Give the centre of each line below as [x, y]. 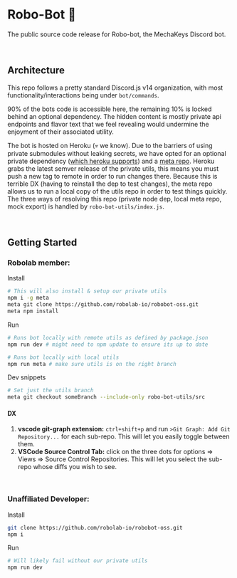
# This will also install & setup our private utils [87, 291]
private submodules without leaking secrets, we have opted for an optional [117, 153]
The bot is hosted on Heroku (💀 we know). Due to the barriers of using [110, 145]
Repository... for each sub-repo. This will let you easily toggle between [123, 436]
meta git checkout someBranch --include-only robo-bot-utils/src [106, 397]
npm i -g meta [28, 298]
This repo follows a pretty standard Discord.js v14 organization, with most [115, 88]
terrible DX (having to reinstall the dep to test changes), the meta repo [110, 184]
